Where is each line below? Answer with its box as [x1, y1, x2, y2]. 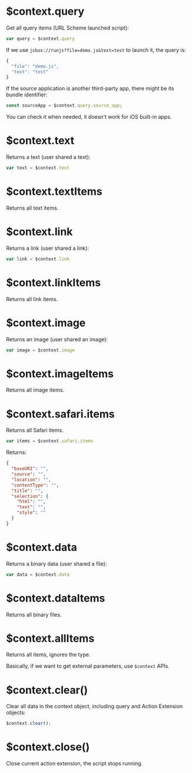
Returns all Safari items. [6, 427, 64, 434]
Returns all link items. [6, 295, 58, 302]
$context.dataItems [6, 591, 105, 605]
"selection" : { [11, 493, 49, 499]
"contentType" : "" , [11, 482, 59, 488]
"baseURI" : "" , [11, 466, 49, 472]
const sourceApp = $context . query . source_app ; [6, 103, 123, 109]
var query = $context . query [6, 35, 75, 41]
